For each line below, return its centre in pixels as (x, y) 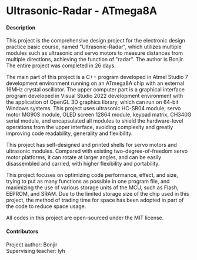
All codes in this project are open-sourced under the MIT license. (85, 218)
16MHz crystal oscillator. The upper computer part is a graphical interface (96, 90)
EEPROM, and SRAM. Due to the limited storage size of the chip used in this (98, 194)
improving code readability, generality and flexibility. (69, 133)
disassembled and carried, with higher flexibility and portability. (83, 164)
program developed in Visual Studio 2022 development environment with (95, 96)
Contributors (22, 231)
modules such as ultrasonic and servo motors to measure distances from (95, 53)
